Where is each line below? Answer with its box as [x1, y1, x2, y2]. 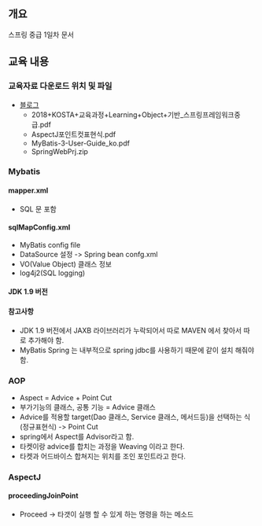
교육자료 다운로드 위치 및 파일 [8, 81, 113, 92]
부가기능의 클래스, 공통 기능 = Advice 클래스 [19, 402, 156, 411]
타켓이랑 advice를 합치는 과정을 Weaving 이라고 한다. [19, 441, 185, 451]
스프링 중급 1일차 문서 [8, 30, 75, 39]
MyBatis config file [19, 240, 81, 249]
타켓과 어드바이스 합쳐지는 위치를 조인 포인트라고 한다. [19, 451, 186, 461]
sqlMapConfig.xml [8, 223, 71, 232]
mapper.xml [8, 186, 49, 195]
